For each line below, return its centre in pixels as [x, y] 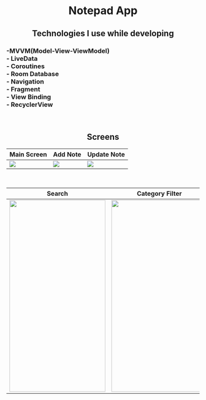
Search [58, 193]
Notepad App [103, 11]
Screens [103, 137]
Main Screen [28, 154]
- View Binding [29, 97]
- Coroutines [25, 66]
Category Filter [159, 193]
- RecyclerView [30, 104]
